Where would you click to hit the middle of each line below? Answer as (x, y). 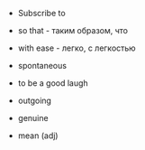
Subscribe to (41, 13)
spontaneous (42, 66)
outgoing (35, 100)
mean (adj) (38, 136)
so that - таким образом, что (73, 30)
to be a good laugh (53, 83)
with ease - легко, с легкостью (77, 48)
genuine (33, 118)
